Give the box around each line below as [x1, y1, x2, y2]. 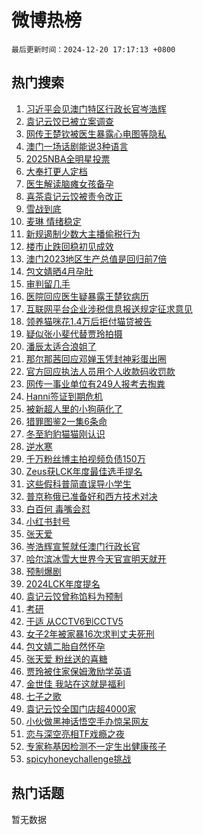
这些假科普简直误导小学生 [25, 477, 132, 490]
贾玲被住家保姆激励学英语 [25, 665, 132, 677]
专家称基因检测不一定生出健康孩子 [25, 740, 167, 752]
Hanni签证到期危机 [25, 390, 103, 402]
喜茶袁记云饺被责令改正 [25, 190, 123, 202]
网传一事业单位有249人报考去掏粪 [25, 377, 166, 390]
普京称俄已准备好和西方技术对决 [25, 490, 158, 502]
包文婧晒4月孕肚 [25, 265, 94, 277]
